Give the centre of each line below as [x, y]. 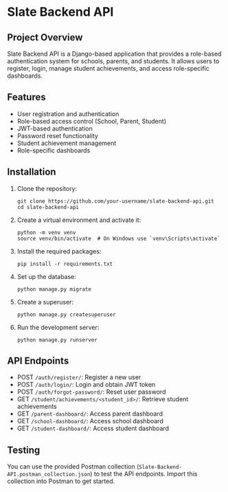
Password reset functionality [57, 135]
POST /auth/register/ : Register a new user [79, 377]
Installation [32, 172]
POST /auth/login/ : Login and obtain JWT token [86, 385]
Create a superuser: [45, 302]
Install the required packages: [59, 251]
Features [26, 97]
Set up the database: [47, 276]
